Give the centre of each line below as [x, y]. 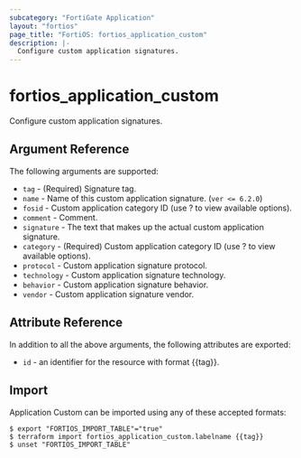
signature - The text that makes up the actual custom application [143, 227]
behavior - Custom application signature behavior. [115, 285]
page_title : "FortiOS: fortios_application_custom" [108, 34]
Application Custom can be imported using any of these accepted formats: [148, 412]
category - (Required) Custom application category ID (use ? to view [149, 246]
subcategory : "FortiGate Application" [82, 18]
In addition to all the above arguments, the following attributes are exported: [150, 344]
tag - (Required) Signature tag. [79, 188]
